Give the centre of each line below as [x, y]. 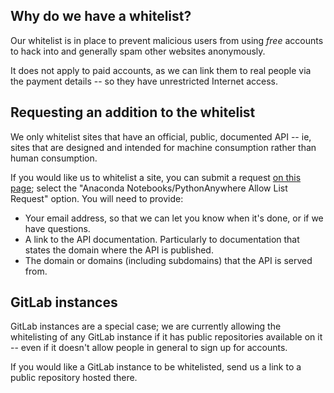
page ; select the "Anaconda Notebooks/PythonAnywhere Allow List [149, 188]
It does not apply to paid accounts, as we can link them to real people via [161, 70]
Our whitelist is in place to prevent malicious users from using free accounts [167, 40]
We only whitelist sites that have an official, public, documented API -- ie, [161, 136]
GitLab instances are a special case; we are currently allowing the [146, 326]
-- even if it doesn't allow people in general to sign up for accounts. [149, 348]
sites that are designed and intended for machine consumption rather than [163, 147]
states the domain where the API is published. [119, 250]
